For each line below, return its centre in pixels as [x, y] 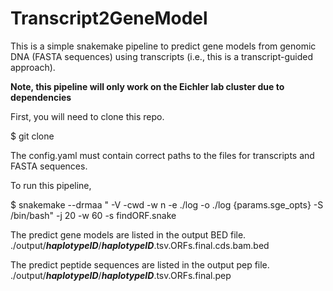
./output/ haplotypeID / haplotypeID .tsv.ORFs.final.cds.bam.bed [140, 245]
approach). [33, 67]
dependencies [41, 97]
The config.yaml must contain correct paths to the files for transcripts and [162, 155]
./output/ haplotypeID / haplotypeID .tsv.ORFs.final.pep [121, 275]
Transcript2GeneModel [109, 18]
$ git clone [32, 136]
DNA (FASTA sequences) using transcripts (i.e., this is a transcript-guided [161, 56]
